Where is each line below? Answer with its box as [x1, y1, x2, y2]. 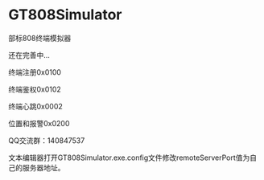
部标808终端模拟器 [8, 33, 72, 43]
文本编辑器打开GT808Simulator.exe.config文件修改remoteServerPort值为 [8, 153, 250, 162]
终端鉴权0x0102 [8, 84, 62, 94]
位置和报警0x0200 [8, 118, 70, 128]
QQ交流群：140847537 [8, 135, 85, 145]
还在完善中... [8, 50, 51, 59]
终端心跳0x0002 [8, 101, 63, 111]
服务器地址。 [22, 162, 65, 172]
